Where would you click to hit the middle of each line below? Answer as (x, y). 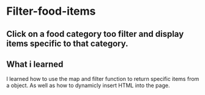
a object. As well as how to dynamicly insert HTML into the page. (88, 85)
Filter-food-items (51, 11)
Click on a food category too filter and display (95, 34)
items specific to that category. (67, 43)
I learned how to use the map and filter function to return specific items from (103, 79)
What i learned (35, 64)
